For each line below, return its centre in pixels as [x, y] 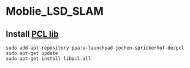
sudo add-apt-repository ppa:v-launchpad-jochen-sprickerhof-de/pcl [95, 48]
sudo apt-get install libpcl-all [48, 59]
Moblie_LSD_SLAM [55, 11]
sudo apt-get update [32, 53]
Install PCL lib [32, 34]
